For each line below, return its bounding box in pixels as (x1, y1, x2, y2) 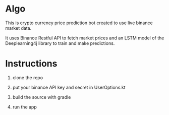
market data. (5, 25, 32, 31)
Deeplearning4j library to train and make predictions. (5, 40, 115, 46)
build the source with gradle (12, 94, 71, 100)
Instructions (5, 58, 58, 70)
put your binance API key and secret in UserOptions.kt (12, 84, 126, 90)
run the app (12, 104, 37, 110)
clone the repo (12, 74, 43, 81)
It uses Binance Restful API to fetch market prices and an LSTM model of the (5, 35, 164, 41)
